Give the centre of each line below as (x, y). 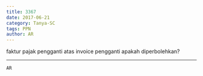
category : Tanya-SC (31, 23)
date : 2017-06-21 (28, 17)
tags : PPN (19, 29)
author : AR (20, 34)
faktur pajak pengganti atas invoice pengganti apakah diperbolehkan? (93, 51)
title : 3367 (21, 12)
